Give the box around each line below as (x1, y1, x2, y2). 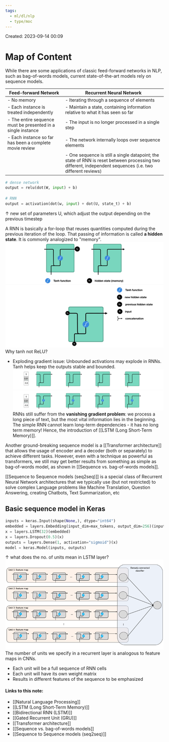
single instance (7, 127, 39, 133)
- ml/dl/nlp (10, 13, 35, 19)
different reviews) (65, 168, 102, 174)
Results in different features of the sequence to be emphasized (12, 676, 143, 682)
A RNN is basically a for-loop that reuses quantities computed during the (5, 225, 156, 231)
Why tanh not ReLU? (5, 349, 48, 355)
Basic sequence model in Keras (5, 504, 106, 513)
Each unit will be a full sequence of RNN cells (12, 665, 107, 671)
